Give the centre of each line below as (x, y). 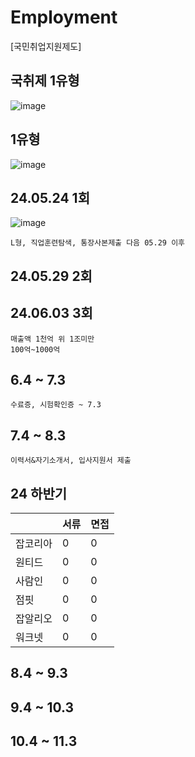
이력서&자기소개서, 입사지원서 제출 (71, 461)
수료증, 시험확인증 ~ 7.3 (56, 405)
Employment (64, 17)
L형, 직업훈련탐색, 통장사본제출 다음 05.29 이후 (98, 243)
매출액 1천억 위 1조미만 (52, 339)
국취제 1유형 (45, 81)
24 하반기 (39, 493)
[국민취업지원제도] (46, 46)
